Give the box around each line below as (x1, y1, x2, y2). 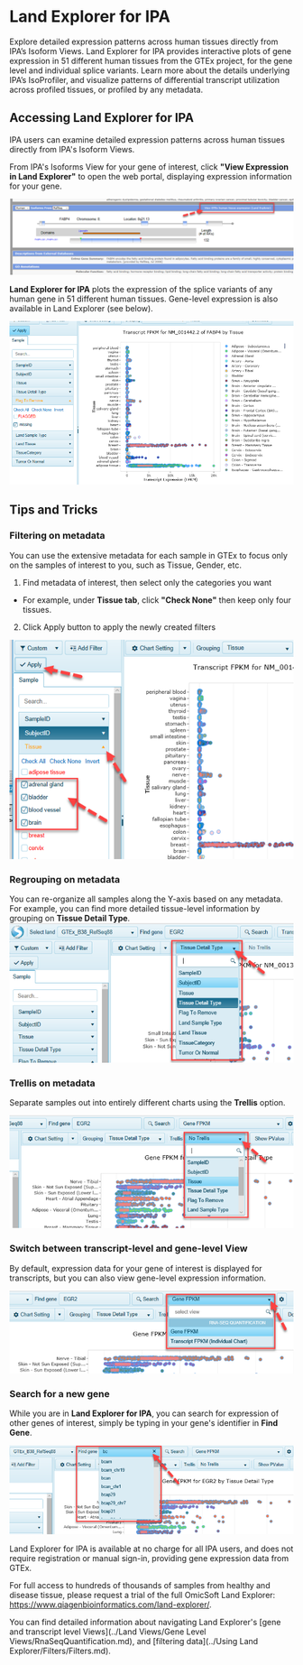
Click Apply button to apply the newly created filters (22, 621, 216, 633)
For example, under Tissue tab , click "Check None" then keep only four (22, 594, 291, 606)
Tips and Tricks (9, 503, 98, 518)
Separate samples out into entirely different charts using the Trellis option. (9, 1096, 286, 1107)
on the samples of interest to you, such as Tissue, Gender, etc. (9, 560, 242, 570)
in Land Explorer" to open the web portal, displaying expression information (9, 171, 293, 181)
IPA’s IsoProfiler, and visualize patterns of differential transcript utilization (9, 74, 280, 85)
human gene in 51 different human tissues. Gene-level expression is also (9, 293, 279, 304)
